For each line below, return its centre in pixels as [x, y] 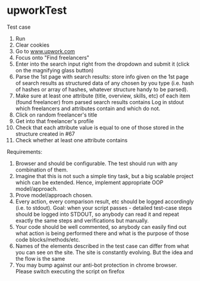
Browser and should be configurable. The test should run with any [96, 163]
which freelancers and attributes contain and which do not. [88, 108]
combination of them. [41, 169]
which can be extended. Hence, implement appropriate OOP [89, 182]
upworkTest [37, 10]
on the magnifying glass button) [54, 70]
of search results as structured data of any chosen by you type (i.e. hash [104, 83]
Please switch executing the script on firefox [70, 271]
